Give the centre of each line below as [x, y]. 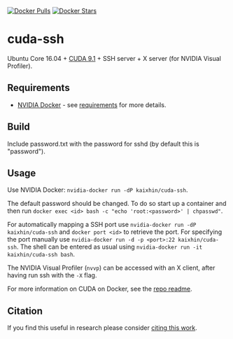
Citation [25, 311]
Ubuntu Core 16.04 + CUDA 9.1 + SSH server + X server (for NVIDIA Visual [114, 58]
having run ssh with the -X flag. [52, 275]
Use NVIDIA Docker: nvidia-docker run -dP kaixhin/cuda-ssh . [98, 190]
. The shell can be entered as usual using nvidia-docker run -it [110, 247]
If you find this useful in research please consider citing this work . [102, 328]
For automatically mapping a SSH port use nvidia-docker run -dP [102, 225]
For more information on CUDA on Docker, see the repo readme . [100, 289]
